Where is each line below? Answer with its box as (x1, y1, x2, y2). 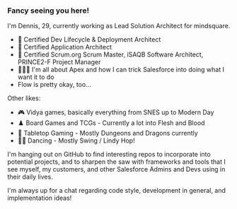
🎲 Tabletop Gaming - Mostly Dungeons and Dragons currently (17, 129, 198, 138)
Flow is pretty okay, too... (17, 80, 92, 89)
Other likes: (7, 94, 41, 102)
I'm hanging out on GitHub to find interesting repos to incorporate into (7, 150, 211, 159)
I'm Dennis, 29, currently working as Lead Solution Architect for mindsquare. (7, 22, 231, 30)
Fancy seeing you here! (7, 6, 90, 16)
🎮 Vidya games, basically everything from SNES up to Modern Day (17, 108, 214, 117)
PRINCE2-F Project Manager (17, 58, 101, 66)
